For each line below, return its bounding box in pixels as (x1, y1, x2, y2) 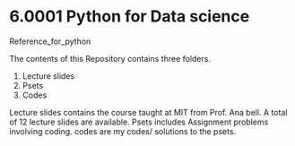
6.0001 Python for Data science (9, 6, 250, 27)
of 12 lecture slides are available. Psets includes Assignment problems (9, 116, 269, 127)
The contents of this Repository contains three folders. (9, 53, 211, 64)
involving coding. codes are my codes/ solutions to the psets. (9, 125, 237, 136)
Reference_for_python (9, 36, 91, 47)
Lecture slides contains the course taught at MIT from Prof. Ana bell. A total (9, 107, 288, 117)
